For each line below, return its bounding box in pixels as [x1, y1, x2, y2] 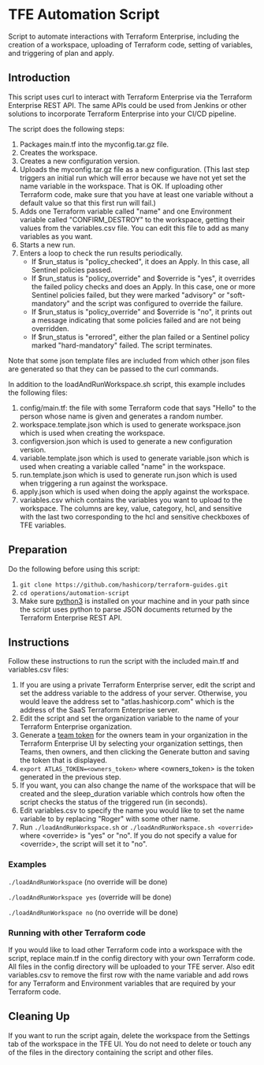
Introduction [8, 71, 71, 84]
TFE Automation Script [8, 6, 160, 24]
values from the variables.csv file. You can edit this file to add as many [19, 223, 250, 233]
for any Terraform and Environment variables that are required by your [8, 978, 236, 988]
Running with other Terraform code [8, 927, 146, 938]
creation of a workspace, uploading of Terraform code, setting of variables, [8, 39, 253, 49]
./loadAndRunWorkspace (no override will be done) [8, 877, 168, 886]
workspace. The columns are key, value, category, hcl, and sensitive [19, 503, 242, 513]
